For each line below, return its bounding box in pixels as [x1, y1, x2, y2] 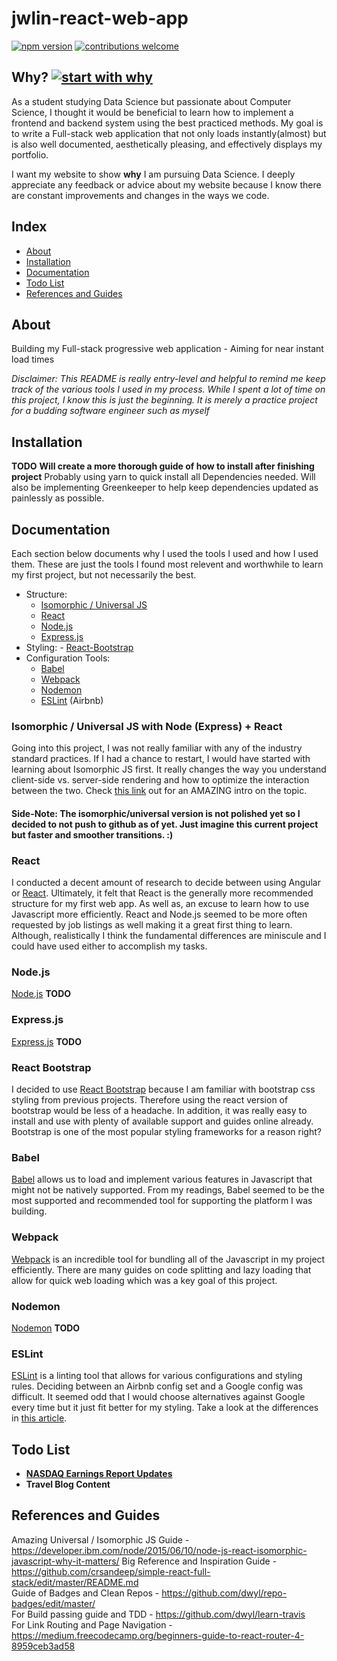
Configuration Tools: [25, 652, 111, 664]
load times [11, 353, 55, 366]
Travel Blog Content [25, 1478, 111, 1491]
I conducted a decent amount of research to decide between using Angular [11, 877, 321, 889]
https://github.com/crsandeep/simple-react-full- [11, 1565, 211, 1577]
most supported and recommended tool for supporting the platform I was [11, 1195, 313, 1207]
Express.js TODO [11, 1035, 82, 1047]
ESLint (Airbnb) [40, 695, 104, 706]
